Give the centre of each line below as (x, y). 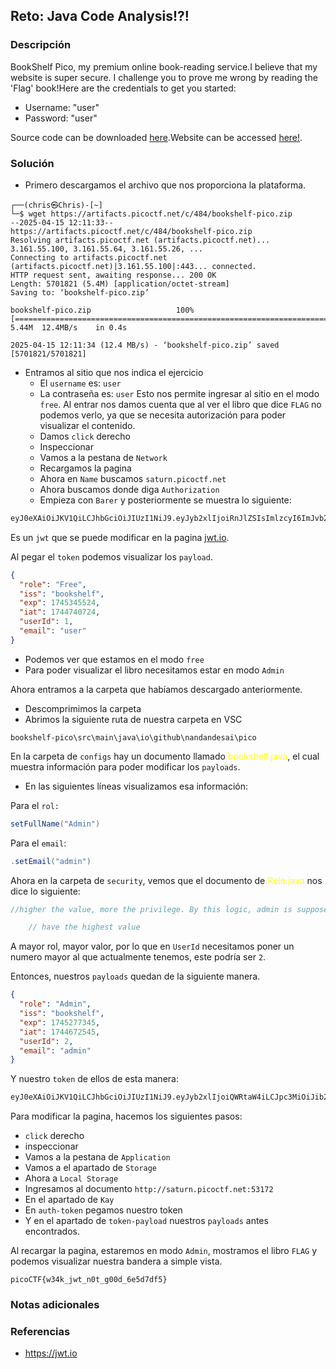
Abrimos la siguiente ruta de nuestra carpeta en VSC (133, 719)
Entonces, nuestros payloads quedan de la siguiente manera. (135, 976)
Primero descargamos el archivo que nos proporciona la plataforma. (165, 185)
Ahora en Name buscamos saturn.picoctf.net (133, 478)
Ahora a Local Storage (71, 1178)
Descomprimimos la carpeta (83, 708)
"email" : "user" (53, 631)
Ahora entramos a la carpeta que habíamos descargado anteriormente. (156, 689)
